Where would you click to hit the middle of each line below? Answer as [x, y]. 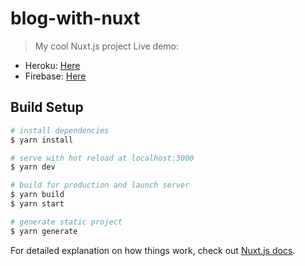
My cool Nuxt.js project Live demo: [107, 46]
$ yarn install [42, 140]
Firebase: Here [55, 76]
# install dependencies [60, 130]
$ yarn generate [44, 231]
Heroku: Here [52, 65]
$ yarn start [37, 204]
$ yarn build [37, 195]
